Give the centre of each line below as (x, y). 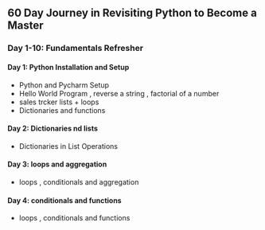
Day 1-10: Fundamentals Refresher (76, 49)
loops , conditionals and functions (74, 218)
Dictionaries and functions (62, 110)
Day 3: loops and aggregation (57, 164)
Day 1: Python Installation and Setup (68, 67)
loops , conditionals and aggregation (79, 181)
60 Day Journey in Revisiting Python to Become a (132, 13)
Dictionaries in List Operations (68, 146)
